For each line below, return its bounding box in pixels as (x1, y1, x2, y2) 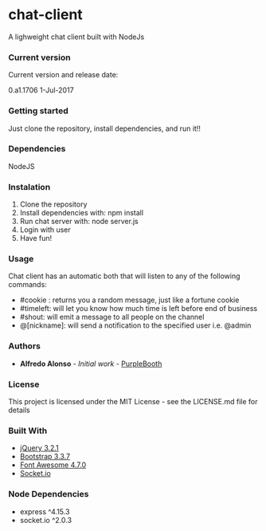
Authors (8, 340, 41, 352)
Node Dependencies (8, 489, 89, 500)
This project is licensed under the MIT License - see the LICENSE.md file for (8, 397, 258, 407)
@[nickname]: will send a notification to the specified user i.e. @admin (19, 321, 252, 330)
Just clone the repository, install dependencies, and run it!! (8, 124, 201, 133)
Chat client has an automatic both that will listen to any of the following (8, 271, 241, 281)
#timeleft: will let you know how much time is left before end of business (19, 304, 257, 313)
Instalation (8, 181, 51, 192)
